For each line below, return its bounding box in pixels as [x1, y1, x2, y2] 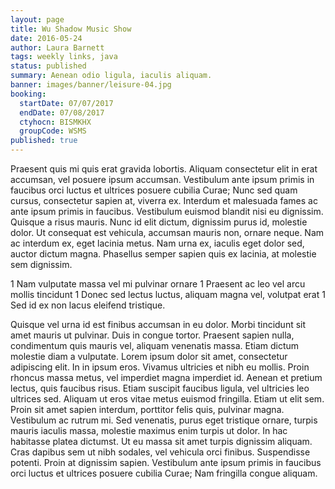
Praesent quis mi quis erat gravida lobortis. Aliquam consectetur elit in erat [10, 163, 318, 175]
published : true [10, 136, 78, 146]
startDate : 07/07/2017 [19, 98, 114, 108]
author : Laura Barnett [10, 42, 105, 53]
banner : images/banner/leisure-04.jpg [10, 80, 172, 90]
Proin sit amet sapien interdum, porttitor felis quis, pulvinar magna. [10, 404, 285, 415]
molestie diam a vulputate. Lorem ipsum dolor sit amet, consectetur [10, 351, 288, 362]
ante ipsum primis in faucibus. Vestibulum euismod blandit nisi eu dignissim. [10, 206, 324, 217]
